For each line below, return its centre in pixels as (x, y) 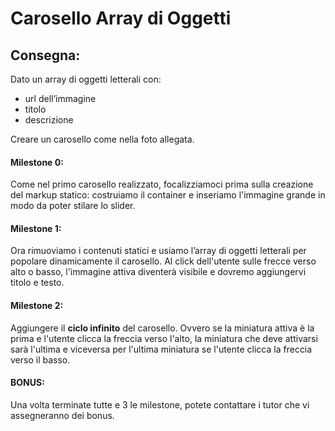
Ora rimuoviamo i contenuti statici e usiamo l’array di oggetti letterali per (158, 251)
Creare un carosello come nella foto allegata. (102, 139)
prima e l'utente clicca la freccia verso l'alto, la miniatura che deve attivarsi (164, 338)
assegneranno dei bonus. (62, 415)
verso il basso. (40, 359)
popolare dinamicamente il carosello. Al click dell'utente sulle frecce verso (163, 261)
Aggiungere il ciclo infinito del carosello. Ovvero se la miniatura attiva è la (162, 328)
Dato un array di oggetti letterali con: (86, 79)
